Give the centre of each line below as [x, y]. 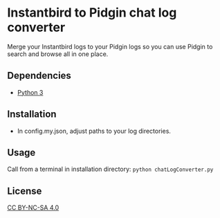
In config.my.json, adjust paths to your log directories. [94, 131]
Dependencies [39, 76]
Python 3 [30, 92]
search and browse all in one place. [58, 54]
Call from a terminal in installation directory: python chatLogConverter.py [110, 169]
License [25, 191]
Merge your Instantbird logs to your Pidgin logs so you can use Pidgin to [110, 46]
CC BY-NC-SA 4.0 [33, 208]
